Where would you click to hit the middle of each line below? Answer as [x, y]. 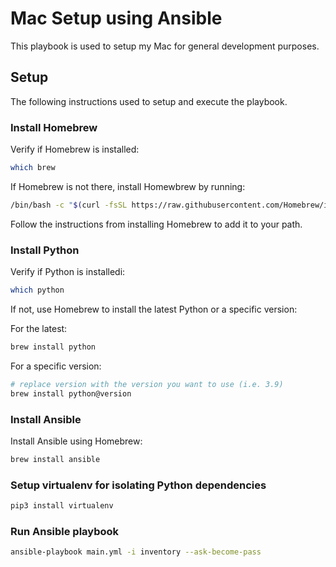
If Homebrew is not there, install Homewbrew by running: [128, 186]
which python [37, 290]
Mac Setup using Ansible [116, 18]
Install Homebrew [54, 127]
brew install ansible [55, 459]
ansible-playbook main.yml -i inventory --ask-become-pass [136, 552]
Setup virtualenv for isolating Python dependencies [138, 485]
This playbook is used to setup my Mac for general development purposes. [165, 46]
